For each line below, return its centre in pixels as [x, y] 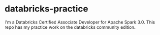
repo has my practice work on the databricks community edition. [70, 27]
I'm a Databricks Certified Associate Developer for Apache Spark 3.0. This [80, 22]
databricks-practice [47, 9]
